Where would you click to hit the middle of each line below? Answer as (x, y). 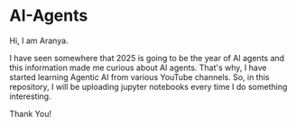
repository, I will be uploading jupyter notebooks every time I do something (148, 86)
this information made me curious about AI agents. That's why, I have (138, 67)
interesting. (30, 96)
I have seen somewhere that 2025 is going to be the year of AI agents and (147, 58)
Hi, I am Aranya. (39, 40)
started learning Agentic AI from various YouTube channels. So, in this (139, 76)
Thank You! (31, 113)
